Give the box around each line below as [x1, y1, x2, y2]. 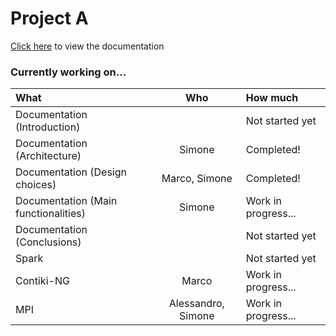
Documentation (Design [15, 165, 127, 179]
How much [245, 91, 299, 105]
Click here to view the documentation [10, 40, 165, 52]
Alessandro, [168, 297, 225, 311]
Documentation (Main [15, 194, 118, 208]
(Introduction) [15, 120, 81, 134]
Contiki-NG [15, 274, 70, 288]
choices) [15, 178, 57, 192]
